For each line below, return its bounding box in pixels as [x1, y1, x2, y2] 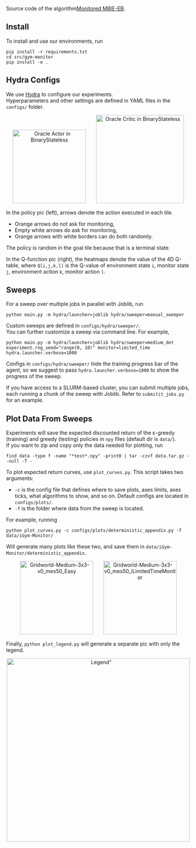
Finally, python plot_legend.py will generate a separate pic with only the [6, 640, 180, 648]
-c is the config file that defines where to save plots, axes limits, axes [14, 486, 181, 493]
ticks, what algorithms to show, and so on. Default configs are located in [14, 493, 189, 500]
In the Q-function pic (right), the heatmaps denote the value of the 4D [6, 255, 174, 263]
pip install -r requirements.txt [6, 49, 88, 55]
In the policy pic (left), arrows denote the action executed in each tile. [6, 208, 174, 216]
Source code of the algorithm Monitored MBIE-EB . [6, 5, 126, 12]
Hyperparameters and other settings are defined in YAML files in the [6, 97, 171, 104]
